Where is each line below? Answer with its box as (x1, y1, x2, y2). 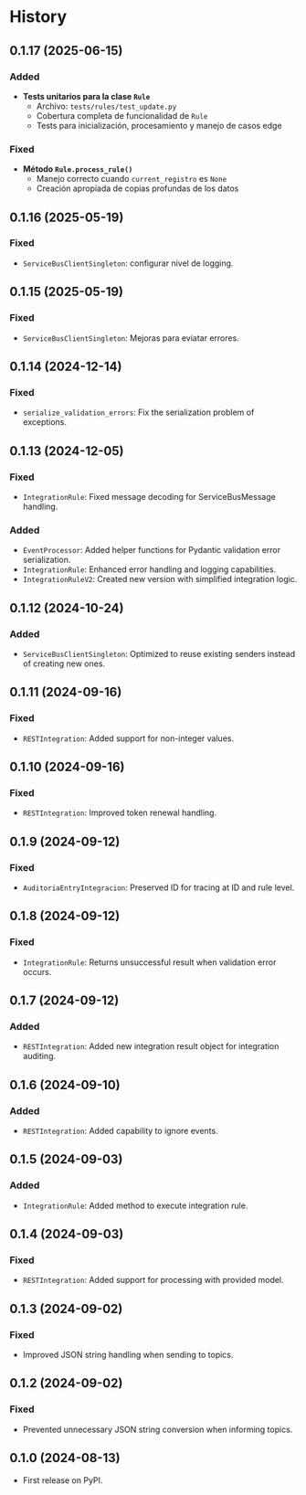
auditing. (22, 1051, 57, 1062)
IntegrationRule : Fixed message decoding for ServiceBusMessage (22, 491, 276, 502)
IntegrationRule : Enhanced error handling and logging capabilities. (22, 564, 277, 575)
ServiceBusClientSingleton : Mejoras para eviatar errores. (22, 332, 239, 344)
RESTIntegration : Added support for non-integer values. (22, 733, 235, 744)
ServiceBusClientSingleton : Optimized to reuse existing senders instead (22, 648, 296, 659)
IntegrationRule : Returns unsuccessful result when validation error (22, 957, 277, 968)
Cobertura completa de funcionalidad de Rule (36, 110, 208, 121)
